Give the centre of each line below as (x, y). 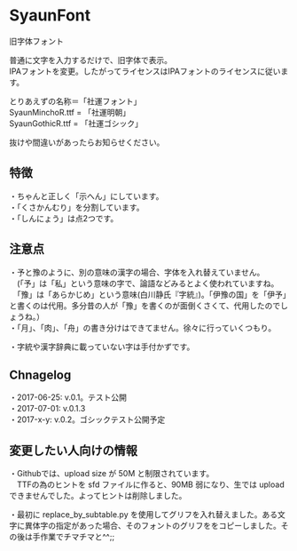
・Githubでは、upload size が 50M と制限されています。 (112, 474)
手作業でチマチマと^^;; (74, 537)
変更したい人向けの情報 (73, 450)
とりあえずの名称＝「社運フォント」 (75, 101)
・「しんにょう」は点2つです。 (64, 218)
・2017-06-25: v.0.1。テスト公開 (68, 397)
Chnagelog (40, 375)
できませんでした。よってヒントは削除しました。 (98, 496)
